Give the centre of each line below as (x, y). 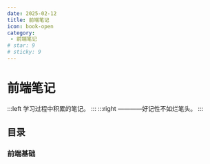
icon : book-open (30, 26)
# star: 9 (21, 45)
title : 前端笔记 (28, 20)
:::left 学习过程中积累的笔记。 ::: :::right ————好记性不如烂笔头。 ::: (105, 108)
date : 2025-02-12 (32, 13)
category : (21, 33)
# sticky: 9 (24, 52)
